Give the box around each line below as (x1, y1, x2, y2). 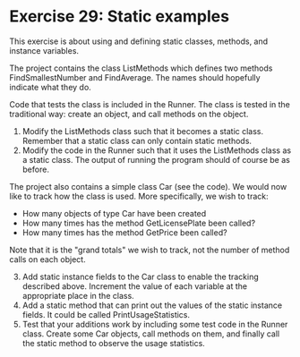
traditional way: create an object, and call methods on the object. (9, 108, 249, 119)
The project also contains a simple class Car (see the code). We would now (9, 181, 287, 191)
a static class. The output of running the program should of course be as (21, 154, 291, 165)
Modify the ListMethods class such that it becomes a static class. (21, 125, 264, 136)
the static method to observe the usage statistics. (21, 337, 206, 348)
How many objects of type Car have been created (21, 208, 207, 218)
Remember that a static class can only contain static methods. (21, 135, 253, 146)
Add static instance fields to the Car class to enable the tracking (21, 271, 260, 282)
